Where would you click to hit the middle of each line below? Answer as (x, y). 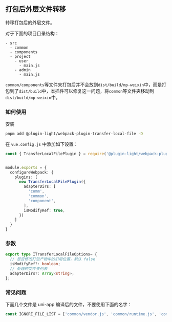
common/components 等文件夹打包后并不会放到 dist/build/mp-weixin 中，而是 (84, 84)
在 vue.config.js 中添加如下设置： (42, 144)
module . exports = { (26, 167)
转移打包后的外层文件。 (30, 23)
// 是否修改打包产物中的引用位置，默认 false (53, 259)
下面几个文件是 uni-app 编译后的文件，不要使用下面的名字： (69, 304)
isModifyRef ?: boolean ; (35, 264)
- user (21, 61)
